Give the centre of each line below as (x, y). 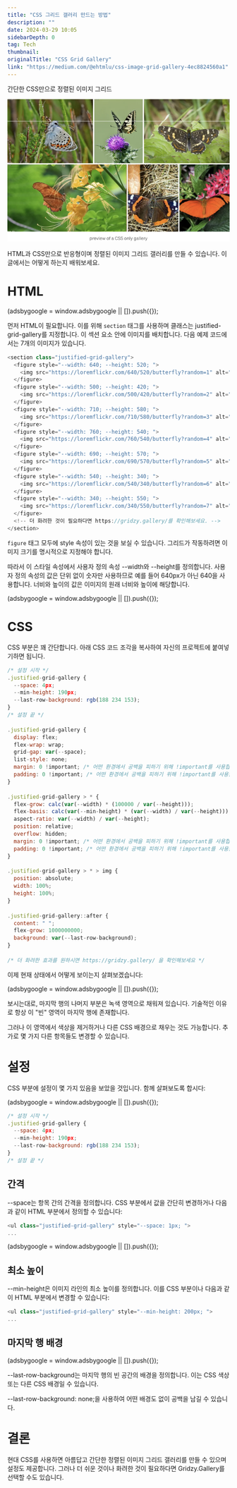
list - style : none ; (41, 760)
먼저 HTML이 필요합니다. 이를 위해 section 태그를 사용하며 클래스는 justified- (114, 325)
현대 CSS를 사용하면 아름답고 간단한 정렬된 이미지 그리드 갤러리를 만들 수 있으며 (117, 1459)
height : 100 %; (34, 894)
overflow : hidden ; (41, 834)
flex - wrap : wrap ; (39, 745)
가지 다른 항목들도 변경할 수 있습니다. (79, 1036)
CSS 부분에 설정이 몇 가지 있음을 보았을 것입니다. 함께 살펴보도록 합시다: (107, 1088)
